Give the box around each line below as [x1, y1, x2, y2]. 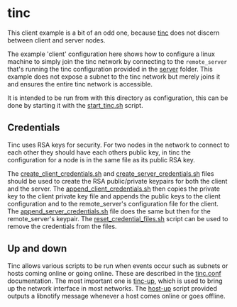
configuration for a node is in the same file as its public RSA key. [7, 155, 195, 164]
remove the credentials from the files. [7, 222, 117, 230]
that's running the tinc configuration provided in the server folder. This [7, 65, 213, 73]
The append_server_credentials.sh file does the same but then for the [7, 207, 211, 216]
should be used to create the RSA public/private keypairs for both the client [7, 177, 228, 185]
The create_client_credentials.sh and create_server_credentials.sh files [7, 169, 214, 178]
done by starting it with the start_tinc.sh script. [7, 101, 143, 109]
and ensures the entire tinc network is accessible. [7, 79, 153, 88]
